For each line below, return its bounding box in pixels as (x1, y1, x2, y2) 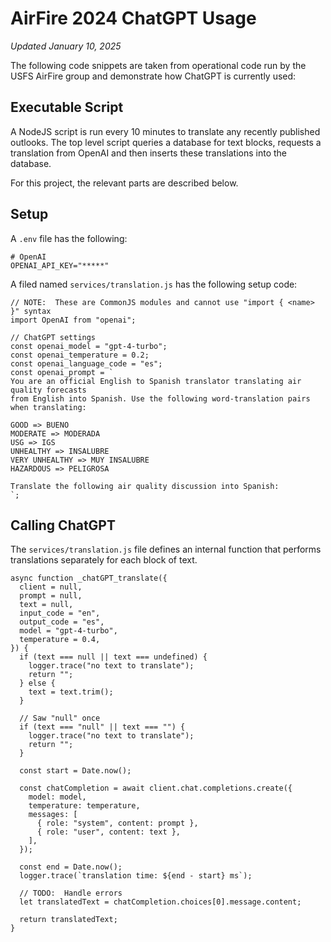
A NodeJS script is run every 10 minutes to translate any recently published (10, 125, 321, 137)
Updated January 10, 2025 (10, 40, 122, 52)
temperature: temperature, (28, 801, 141, 811)
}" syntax (10, 306, 52, 316)
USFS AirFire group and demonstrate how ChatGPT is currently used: (10, 70, 297, 82)
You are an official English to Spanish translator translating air (10, 376, 302, 386)
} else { (19, 678, 56, 689)
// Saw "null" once (19, 713, 101, 724)
